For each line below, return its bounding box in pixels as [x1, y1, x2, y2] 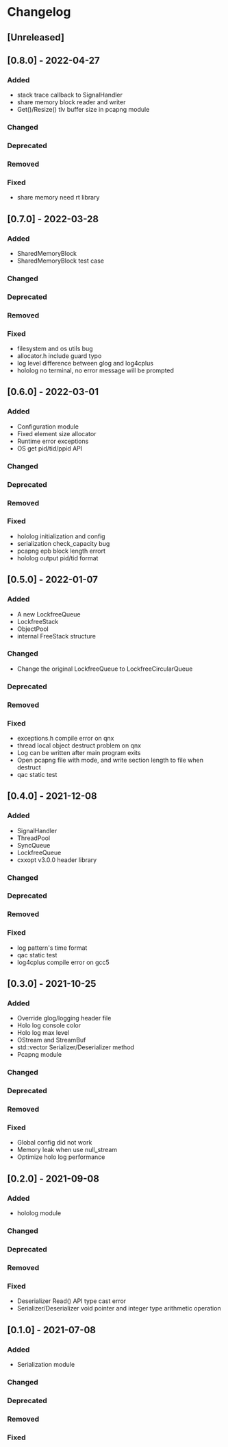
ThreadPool [16, 834, 50, 842]
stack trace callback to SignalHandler [16, 91, 123, 99]
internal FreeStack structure [16, 632, 96, 640]
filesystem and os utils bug [16, 344, 94, 353]
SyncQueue [16, 841, 51, 849]
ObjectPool [16, 625, 49, 633]
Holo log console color [16, 1021, 81, 1029]
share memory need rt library [16, 193, 100, 202]
